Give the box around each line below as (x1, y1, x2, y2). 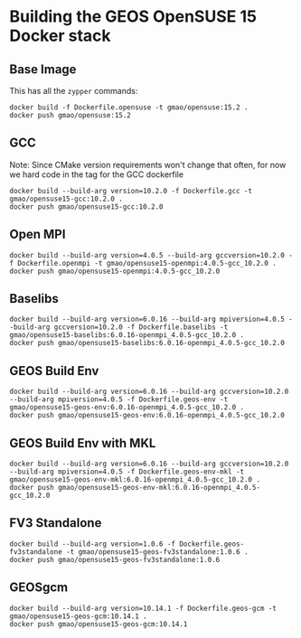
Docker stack (9, 25, 111, 46)
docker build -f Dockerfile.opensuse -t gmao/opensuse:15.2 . (9, 103, 249, 112)
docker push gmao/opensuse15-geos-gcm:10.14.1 (9, 619, 188, 629)
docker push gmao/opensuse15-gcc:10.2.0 (9, 202, 165, 211)
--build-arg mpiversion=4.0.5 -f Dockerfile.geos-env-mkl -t (9, 467, 245, 476)
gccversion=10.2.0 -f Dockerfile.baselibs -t (53, 323, 229, 332)
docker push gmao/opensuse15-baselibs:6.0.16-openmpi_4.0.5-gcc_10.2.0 (9, 339, 285, 348)
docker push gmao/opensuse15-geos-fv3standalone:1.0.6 (9, 555, 221, 564)
